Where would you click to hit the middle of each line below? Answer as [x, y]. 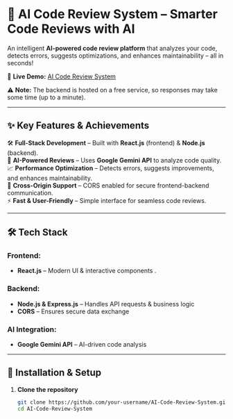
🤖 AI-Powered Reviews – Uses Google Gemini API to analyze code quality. [114, 160]
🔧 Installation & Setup [54, 373]
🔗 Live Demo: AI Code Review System [62, 76]
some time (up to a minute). [46, 97]
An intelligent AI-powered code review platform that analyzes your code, [112, 48]
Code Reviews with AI [71, 29]
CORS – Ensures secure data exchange [73, 311]
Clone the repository [48, 389]
